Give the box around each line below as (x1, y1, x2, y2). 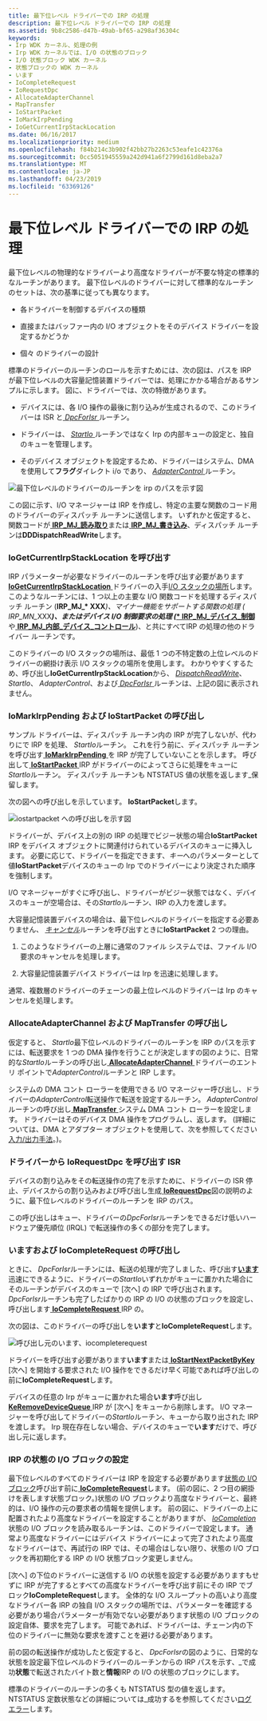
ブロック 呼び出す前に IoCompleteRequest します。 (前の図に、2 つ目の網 (8, 1484, 249, 1493)
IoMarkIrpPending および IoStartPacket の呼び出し (8, 710, 205, 721)
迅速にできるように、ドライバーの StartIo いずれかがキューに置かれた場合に (8, 1274, 253, 1284)
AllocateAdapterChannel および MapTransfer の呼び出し (8, 1018, 229, 1029)
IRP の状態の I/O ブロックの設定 (8, 1454, 129, 1465)
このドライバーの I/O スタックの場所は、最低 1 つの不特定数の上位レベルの (8, 648, 253, 658)
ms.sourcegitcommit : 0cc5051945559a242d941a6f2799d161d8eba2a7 (8, 153, 223, 161)
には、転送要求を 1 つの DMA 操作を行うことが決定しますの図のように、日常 (8, 1047, 259, 1057)
